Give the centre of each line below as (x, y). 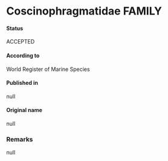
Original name (24, 110)
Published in (22, 83)
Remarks (20, 139)
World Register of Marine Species (48, 69)
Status (15, 28)
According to (23, 55)
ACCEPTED (21, 42)
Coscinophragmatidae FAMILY (84, 11)
